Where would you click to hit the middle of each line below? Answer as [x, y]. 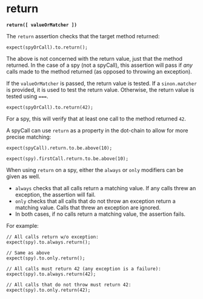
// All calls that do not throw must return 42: [69, 284]
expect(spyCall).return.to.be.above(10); [59, 148]
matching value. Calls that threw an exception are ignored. [88, 207]
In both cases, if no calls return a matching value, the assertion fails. [100, 214]
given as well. [23, 176]
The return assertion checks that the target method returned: [83, 36]
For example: [23, 225]
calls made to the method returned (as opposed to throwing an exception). [99, 71]
